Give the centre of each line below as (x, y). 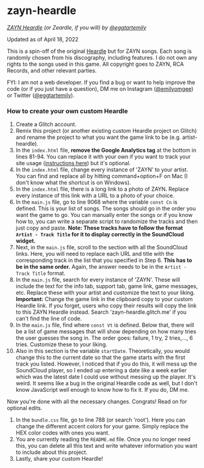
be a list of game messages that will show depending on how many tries (106, 331)
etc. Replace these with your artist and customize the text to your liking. (105, 292)
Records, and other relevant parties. (52, 70)
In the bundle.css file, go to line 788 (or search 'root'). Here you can (100, 420)
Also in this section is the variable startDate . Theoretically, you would (103, 351)
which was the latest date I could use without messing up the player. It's (106, 377)
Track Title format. (40, 273)
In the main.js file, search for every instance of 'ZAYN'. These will (98, 280)
